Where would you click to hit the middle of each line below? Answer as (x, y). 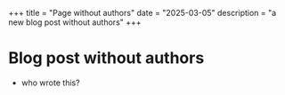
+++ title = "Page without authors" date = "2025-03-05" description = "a (142, 13)
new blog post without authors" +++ (75, 22)
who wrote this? (51, 83)
